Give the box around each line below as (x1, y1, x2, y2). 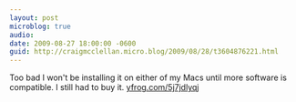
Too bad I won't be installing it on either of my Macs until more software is (9, 72, 287, 83)
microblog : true (9, 22, 71, 31)
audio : (9, 30, 35, 39)
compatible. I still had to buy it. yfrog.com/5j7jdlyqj (9, 82, 199, 93)
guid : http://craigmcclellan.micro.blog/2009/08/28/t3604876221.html (9, 47, 280, 56)
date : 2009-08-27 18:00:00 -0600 (9, 38, 137, 48)
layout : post (9, 13, 59, 23)
